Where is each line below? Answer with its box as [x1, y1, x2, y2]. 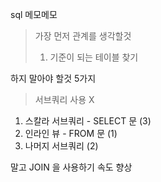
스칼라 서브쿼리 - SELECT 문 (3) [24, 115, 152, 127]
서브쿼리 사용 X [34, 94, 95, 105]
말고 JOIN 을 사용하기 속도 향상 [10, 161, 133, 173]
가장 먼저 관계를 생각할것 [34, 30, 132, 42]
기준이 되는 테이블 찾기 [49, 51, 139, 63]
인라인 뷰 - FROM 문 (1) [24, 128, 118, 139]
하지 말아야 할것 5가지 [10, 73, 97, 84]
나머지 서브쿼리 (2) [24, 140, 99, 152]
